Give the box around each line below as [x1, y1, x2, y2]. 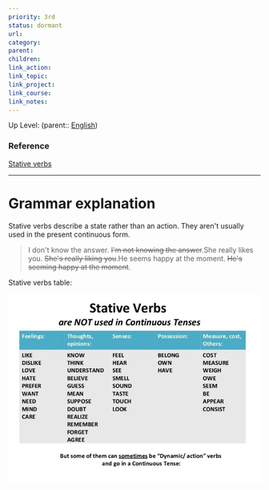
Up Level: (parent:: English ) [8, 120, 98, 130]
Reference [8, 140, 50, 152]
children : [8, 55, 42, 63]
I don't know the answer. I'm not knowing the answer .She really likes [27, 245, 254, 254]
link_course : [8, 89, 52, 97]
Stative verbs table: [8, 277, 72, 287]
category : [8, 38, 42, 47]
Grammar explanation [8, 194, 156, 213]
